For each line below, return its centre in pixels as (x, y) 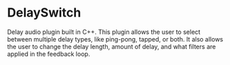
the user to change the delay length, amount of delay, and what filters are (112, 46)
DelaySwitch (44, 13)
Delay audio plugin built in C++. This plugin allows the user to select (104, 32)
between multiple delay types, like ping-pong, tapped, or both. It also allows (115, 39)
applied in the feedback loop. (49, 54)
